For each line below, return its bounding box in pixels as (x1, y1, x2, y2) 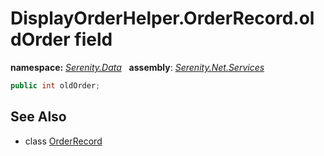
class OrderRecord (24, 135, 103, 147)
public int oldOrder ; (10, 80, 101, 91)
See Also (10, 108, 67, 126)
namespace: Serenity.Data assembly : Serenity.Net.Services (10, 61, 265, 73)
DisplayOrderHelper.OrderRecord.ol (10, 7, 315, 30)
